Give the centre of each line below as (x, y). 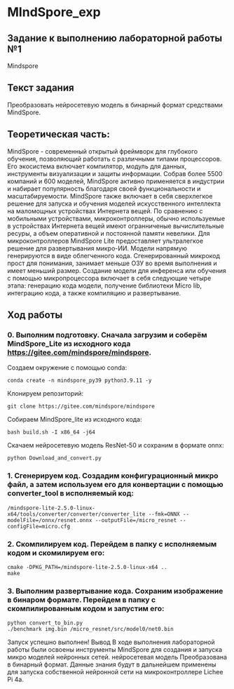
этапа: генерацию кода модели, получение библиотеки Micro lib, (104, 286)
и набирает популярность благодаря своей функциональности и (104, 188)
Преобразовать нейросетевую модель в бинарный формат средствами (115, 105)
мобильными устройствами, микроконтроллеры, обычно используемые (116, 218)
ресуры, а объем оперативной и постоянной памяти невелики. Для (109, 233)
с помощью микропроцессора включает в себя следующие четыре (109, 278)
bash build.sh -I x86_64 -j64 (51, 432)
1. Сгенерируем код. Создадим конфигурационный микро (113, 476)
